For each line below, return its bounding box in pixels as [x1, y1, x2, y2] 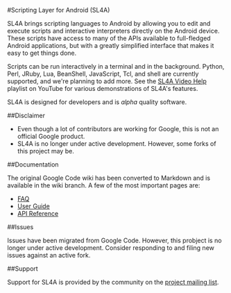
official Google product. [17, 132, 85, 140]
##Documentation [7, 160, 59, 169]
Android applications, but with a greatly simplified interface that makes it [7, 42, 214, 49]
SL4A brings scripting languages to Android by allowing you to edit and [7, 19, 211, 27]
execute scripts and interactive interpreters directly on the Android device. [7, 27, 220, 35]
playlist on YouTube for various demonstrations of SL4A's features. [7, 85, 198, 92]
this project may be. [17, 147, 74, 155]
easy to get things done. [7, 49, 77, 57]
